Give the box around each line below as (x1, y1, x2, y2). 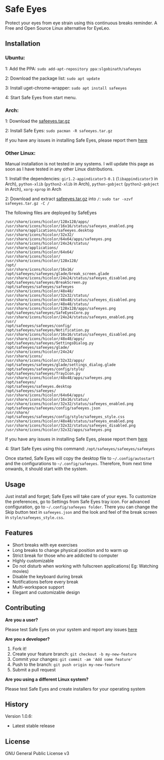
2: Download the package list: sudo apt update (5, 75, 100, 81)
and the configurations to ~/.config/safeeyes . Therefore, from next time (5, 461, 152, 467)
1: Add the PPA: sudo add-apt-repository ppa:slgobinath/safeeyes (5, 65, 142, 71)
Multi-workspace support (12, 584, 64, 590)
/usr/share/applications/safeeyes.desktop (5, 228, 94, 233)
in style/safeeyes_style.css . (5, 514, 65, 521)
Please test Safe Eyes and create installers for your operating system (5, 686, 146, 692)
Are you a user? (5, 617, 39, 623)
